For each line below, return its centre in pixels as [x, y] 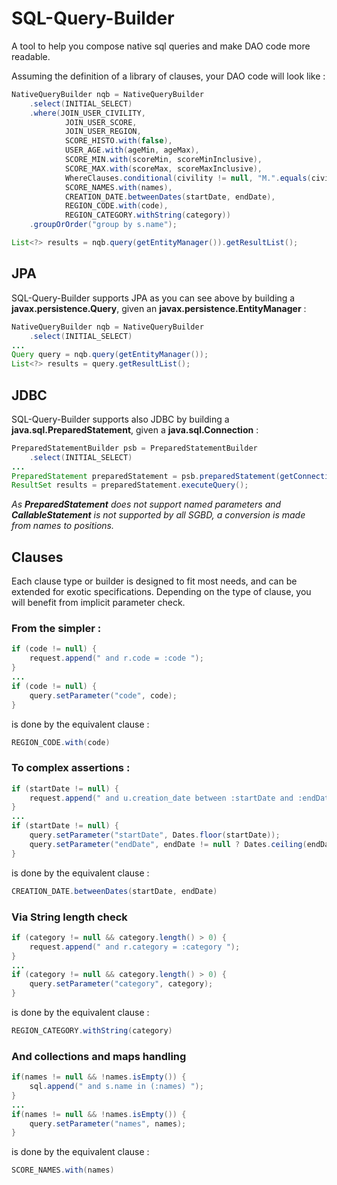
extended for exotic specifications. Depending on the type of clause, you [161, 592]
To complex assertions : [71, 768]
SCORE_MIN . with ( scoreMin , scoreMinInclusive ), [163, 160]
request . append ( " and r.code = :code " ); [116, 658]
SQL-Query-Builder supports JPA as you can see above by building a [153, 298]
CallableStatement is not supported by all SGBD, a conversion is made [158, 515]
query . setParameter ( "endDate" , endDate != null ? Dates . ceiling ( [168, 844]
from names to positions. [63, 526]
